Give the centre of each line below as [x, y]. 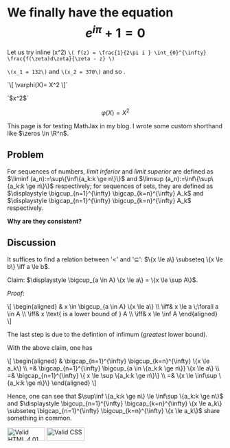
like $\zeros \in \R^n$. [38, 133]
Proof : [16, 293]
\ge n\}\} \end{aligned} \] [61, 383]
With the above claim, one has [50, 347]
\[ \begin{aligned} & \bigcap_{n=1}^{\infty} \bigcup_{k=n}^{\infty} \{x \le [108, 361]
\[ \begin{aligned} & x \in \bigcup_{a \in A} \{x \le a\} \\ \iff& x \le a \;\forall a [113, 306]
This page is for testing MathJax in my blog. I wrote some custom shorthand [115, 126]
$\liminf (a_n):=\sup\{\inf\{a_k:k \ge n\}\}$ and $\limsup [85, 178]
